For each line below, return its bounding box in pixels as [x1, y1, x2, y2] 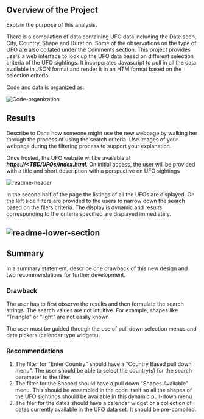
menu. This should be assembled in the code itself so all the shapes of [15, 387, 192, 394]
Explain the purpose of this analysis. [6, 21, 97, 28]
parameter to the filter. [15, 373, 72, 381]
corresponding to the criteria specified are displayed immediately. [6, 210, 172, 217]
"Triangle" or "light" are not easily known [6, 313, 110, 321]
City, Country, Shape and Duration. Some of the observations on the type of [6, 39, 197, 46]
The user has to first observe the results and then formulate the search [6, 300, 185, 307]
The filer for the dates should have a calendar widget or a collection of [15, 399, 192, 407]
